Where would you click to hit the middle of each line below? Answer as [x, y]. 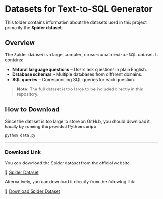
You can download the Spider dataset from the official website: [68, 163]
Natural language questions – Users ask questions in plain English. [79, 69]
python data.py [20, 135]
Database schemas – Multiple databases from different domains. [77, 74]
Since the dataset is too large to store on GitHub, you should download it [78, 121]
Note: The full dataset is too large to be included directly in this [80, 89]
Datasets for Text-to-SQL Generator [79, 9]
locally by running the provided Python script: [50, 126]
